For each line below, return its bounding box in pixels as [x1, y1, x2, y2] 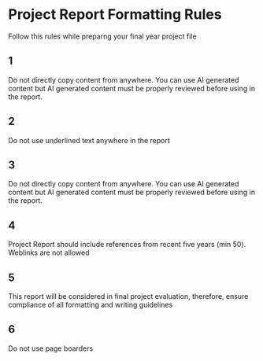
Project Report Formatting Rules [8, 6, 222, 24]
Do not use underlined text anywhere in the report [8, 135, 171, 145]
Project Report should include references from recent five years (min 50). [8, 240, 246, 249]
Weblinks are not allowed [8, 248, 90, 257]
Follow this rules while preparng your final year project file [8, 31, 197, 41]
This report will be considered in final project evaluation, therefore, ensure [8, 292, 249, 300]
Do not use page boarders [8, 344, 94, 353]
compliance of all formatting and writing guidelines [8, 300, 173, 309]
